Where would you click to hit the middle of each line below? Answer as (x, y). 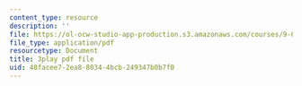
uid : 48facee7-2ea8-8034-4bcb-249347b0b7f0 (92, 68)
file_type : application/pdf (62, 43)
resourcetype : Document (54, 51)
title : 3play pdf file (52, 59)
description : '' (40, 26)
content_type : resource (54, 17)
